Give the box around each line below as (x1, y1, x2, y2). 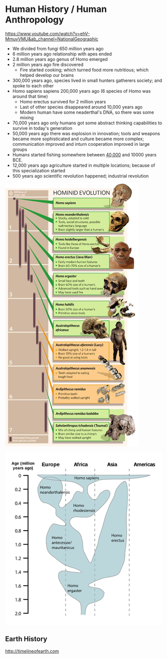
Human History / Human (5, 3, 107, 15)
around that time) (12, 93, 48, 99)
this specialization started (12, 167, 66, 173)
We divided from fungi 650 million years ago (12, 45, 104, 51)
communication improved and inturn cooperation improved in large (12, 141, 150, 147)
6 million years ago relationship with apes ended (12, 51, 112, 57)
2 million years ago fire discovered (12, 61, 84, 67)
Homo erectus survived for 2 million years (19, 98, 106, 104)
